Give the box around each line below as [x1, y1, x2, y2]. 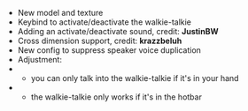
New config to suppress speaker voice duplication [17, 45, 202, 55]
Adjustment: [17, 55, 62, 64]
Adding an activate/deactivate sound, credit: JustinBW [17, 26, 219, 36]
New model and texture [17, 8, 104, 18]
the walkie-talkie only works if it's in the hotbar [30, 92, 202, 102]
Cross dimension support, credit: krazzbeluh [17, 35, 182, 46]
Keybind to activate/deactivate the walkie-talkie [17, 17, 192, 27]
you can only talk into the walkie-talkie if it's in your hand [30, 73, 239, 83]
